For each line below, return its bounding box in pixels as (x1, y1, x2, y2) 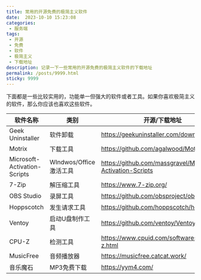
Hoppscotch (9, 203, 44, 212)
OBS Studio (9, 192, 42, 200)
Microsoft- (9, 155, 40, 164)
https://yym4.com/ (100, 263, 154, 272)
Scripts (9, 170, 29, 179)
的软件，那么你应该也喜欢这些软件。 (6, 100, 96, 108)
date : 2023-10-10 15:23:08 (6, 14, 77, 20)
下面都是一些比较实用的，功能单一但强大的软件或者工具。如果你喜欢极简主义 (6, 93, 195, 100)
